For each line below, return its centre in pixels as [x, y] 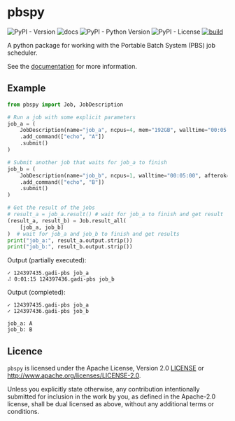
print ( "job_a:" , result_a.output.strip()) [70, 240]
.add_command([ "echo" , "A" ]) [62, 137]
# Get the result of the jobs [51, 208]
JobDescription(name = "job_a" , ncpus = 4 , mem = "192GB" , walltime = [114, 131]
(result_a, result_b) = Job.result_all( [67, 221]
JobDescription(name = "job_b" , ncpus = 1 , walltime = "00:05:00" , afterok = [125, 175]
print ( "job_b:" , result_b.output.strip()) [70, 247]
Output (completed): [36, 293]
